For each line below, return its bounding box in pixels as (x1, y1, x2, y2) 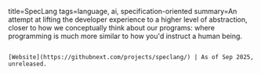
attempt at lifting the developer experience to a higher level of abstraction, (8, 15, 248, 24)
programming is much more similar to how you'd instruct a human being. (8, 31, 243, 41)
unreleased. (8, 60, 47, 68)
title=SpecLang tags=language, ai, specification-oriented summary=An (8, 7, 237, 16)
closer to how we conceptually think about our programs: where (8, 23, 216, 32)
